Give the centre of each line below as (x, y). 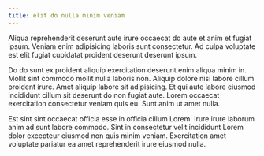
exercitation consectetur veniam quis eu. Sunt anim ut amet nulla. (114, 103)
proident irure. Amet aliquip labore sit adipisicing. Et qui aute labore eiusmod (132, 87)
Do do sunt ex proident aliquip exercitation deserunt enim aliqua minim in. (127, 70)
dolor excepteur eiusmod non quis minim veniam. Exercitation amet (117, 136)
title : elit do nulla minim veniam (67, 15)
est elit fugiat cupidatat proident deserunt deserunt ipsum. (103, 54)
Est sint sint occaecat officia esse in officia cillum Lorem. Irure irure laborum (131, 118)
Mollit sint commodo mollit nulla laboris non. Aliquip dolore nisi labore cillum (131, 78)
